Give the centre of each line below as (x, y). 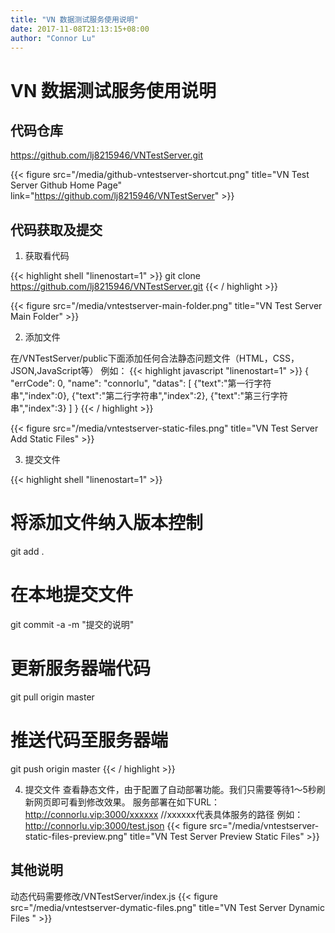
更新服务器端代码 (81, 668)
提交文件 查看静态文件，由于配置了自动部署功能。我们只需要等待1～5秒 (170, 789)
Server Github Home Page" (66, 185)
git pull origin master (52, 697)
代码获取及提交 (56, 229)
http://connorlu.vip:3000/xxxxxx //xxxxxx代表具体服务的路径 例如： (164, 814)
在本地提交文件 (72, 595)
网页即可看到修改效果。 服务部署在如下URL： (127, 802)
